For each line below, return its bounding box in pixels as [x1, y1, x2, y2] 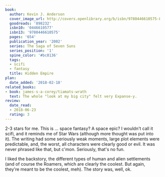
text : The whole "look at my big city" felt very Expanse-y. [9, 94, 137, 99]
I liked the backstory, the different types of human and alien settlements [5, 155, 151, 162]
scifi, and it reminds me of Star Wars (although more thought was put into [5, 130, 154, 136]
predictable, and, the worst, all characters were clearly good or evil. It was [5, 141, 155, 147]
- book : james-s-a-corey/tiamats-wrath [5, 89, 87, 94]
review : [5, 99, 21, 103]
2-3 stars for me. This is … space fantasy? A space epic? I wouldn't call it [5, 126, 153, 131]
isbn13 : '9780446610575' [9, 30, 60, 35]
